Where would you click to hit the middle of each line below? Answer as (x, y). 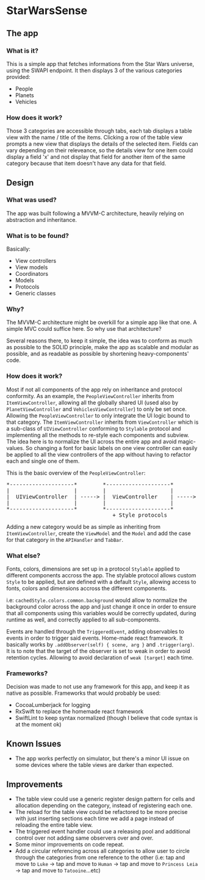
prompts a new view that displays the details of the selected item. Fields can (102, 144)
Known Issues (34, 744)
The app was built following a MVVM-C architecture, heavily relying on (95, 213)
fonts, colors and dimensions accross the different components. (87, 588)
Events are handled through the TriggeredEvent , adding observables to (95, 632)
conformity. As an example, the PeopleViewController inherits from (90, 396)
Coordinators (32, 274)
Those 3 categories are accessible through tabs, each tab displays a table (99, 131)
